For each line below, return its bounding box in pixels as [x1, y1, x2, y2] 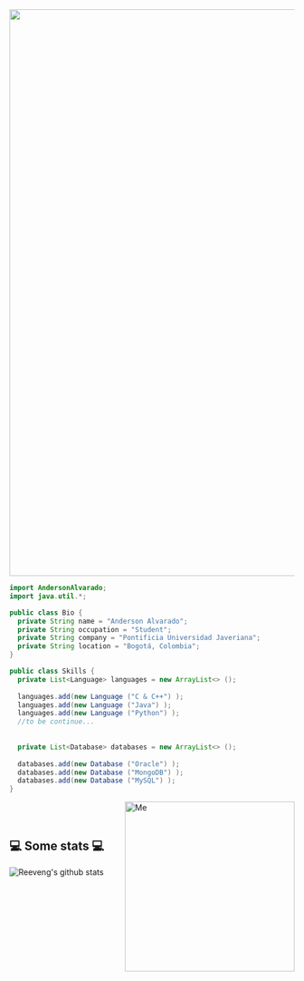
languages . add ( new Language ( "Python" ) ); [17, 709, 180, 718]
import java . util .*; [9, 591, 88, 601]
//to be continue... [17, 717, 95, 726]
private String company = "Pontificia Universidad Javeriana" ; [17, 634, 261, 643]
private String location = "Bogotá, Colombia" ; [17, 642, 201, 651]
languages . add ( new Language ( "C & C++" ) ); [17, 692, 184, 701]
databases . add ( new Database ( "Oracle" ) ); [17, 759, 180, 769]
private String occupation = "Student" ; [17, 625, 172, 634]
